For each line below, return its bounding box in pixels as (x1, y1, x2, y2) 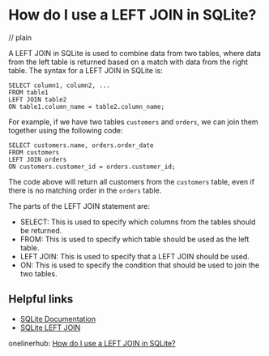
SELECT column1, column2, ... (8, 81, 111, 89)
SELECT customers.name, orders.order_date (8, 141, 154, 150)
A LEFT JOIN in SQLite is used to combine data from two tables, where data (8, 48, 262, 58)
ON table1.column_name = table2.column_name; (8, 102, 164, 111)
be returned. (19, 225, 62, 235)
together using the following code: (8, 125, 123, 135)
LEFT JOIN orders (8, 155, 67, 163)
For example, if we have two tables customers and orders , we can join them (8, 116, 258, 127)
